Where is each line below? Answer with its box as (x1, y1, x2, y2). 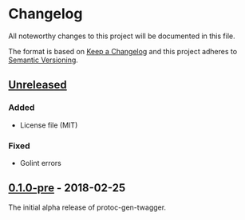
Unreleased (8, 78, 68, 92)
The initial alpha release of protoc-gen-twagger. (8, 202, 166, 212)
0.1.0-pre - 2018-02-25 (8, 181, 126, 195)
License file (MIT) (19, 120, 78, 130)
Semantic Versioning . (8, 55, 78, 65)
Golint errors (19, 158, 61, 167)
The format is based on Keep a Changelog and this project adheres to (8, 46, 238, 56)
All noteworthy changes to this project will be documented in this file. (8, 31, 235, 41)
